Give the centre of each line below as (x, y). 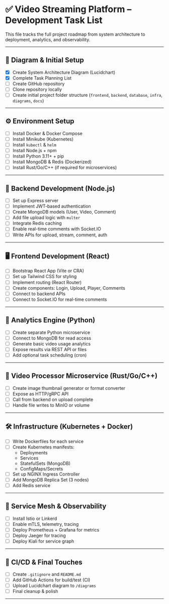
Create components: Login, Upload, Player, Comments (69, 288)
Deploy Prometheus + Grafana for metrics (56, 530)
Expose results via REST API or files (50, 349)
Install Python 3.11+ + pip (38, 156)
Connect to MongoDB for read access (52, 338)
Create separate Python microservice (51, 332)
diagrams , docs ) (28, 101)
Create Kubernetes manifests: (43, 447)
